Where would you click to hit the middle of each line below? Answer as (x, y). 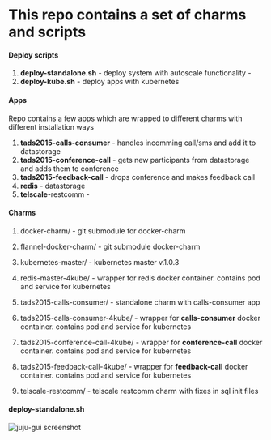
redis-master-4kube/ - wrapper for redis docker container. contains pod (140, 278)
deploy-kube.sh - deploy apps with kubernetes (100, 82)
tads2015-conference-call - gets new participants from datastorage (135, 160)
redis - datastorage (53, 186)
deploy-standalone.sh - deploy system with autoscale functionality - (135, 73)
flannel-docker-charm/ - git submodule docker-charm (110, 246)
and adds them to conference (69, 169)
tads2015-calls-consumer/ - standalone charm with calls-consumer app (140, 302)
